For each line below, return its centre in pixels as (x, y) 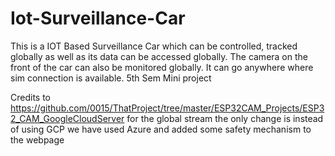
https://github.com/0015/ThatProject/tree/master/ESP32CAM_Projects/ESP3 (167, 108)
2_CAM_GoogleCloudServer (67, 118)
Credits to (30, 97)
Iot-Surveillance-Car (98, 18)
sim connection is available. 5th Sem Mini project (111, 78)
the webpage (37, 139)
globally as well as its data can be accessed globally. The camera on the (159, 56)
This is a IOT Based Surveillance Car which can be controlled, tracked (154, 46)
